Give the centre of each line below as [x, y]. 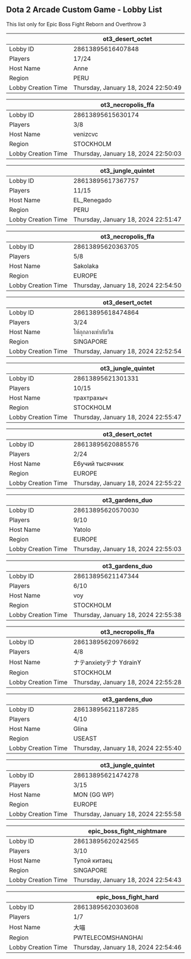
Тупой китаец [93, 860]
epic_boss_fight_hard [128, 897]
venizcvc [86, 134]
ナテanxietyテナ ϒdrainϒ [107, 662]
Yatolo [82, 530]
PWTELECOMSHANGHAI [108, 938]
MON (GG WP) [94, 795]
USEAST [85, 738]
